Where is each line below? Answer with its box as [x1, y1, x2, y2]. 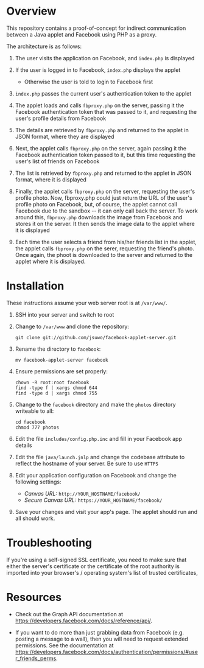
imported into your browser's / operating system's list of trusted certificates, [6, 569, 198, 576]
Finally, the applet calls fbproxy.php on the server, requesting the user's [15, 188, 195, 195]
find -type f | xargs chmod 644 [15, 385, 97, 391]
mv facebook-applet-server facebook [15, 357, 108, 363]
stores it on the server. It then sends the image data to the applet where [15, 220, 195, 227]
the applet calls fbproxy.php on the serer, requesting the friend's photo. [15, 245, 195, 252]
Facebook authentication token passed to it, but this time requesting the [15, 151, 196, 158]
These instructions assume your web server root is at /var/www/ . [6, 299, 167, 306]
